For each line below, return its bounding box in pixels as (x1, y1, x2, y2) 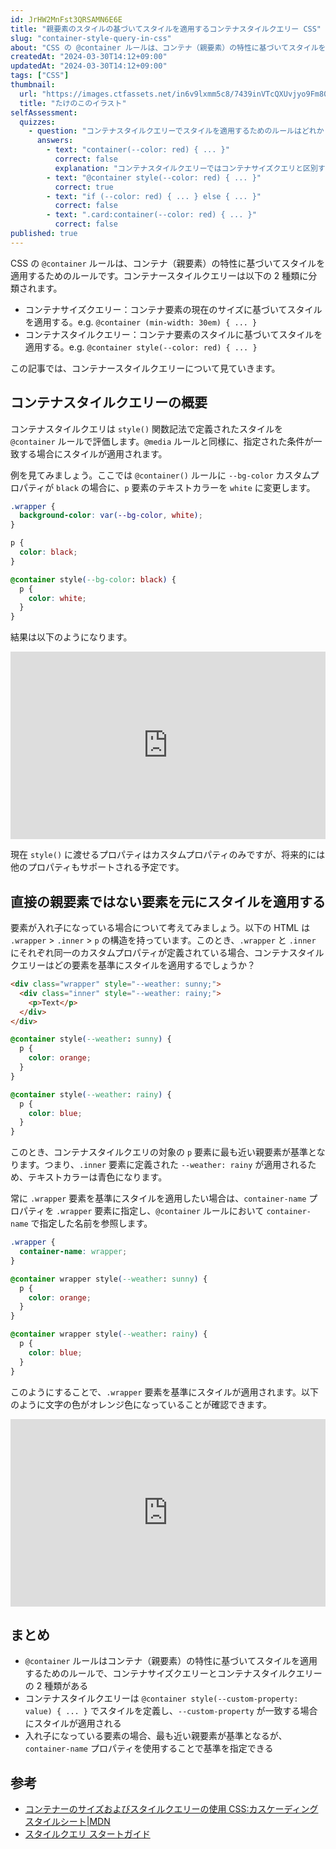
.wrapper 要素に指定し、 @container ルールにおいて (56, 1205, 265, 1217)
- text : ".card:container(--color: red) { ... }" (46, 210, 257, 220)
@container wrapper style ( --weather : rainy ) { (10, 1329, 208, 1340)
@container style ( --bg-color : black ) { (10, 574, 177, 585)
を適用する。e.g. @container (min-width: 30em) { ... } (24, 316, 258, 328)
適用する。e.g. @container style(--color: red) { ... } (24, 341, 258, 353)
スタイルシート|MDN (24, 1816, 111, 1828)
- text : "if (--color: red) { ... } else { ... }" (46, 191, 262, 201)
